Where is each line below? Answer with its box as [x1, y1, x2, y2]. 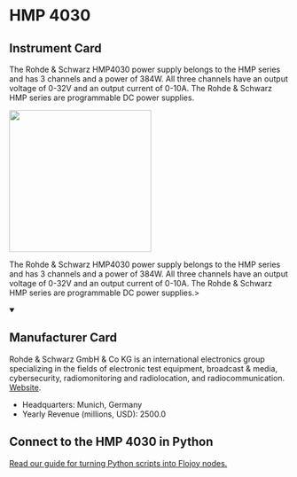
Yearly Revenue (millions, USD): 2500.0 [21, 409, 167, 419]
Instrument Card [9, 41, 102, 56]
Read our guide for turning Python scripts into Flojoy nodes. [9, 457, 228, 468]
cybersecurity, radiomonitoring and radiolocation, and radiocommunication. [9, 372, 285, 383]
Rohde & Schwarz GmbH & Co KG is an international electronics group [9, 354, 266, 364]
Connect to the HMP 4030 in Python [9, 434, 214, 450]
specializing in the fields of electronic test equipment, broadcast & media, [9, 363, 277, 373]
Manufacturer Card [9, 330, 118, 346]
